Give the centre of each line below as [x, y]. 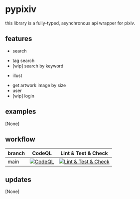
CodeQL [42, 153]
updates [18, 179]
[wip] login [23, 95]
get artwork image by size [39, 85]
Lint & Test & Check [84, 153]
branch [16, 153]
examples [21, 112]
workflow [20, 139]
